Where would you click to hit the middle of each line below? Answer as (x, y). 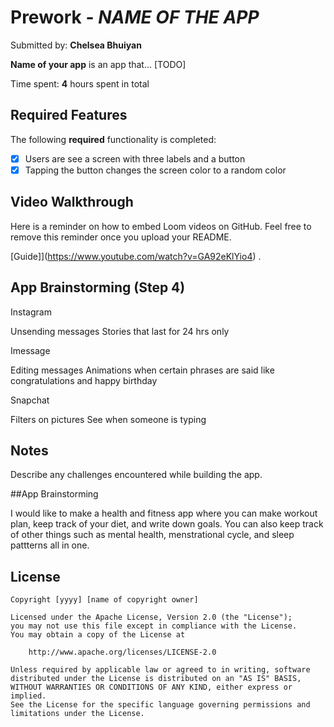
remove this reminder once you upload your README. (121, 237)
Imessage (30, 350)
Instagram (31, 312)
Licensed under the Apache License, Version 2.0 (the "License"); (151, 617)
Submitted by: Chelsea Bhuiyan (76, 45)
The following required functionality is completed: (113, 139)
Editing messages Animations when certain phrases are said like (142, 370)
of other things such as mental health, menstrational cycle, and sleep (152, 535)
